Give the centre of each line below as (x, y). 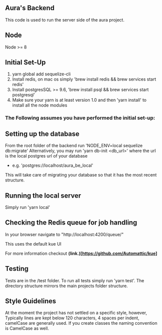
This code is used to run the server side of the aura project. (65, 20)
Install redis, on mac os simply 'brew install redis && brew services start (84, 79)
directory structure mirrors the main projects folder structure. (67, 286)
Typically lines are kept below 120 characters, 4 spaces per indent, (72, 318)
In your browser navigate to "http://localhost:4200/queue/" (64, 234)
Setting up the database (42, 134)
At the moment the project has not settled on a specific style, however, (76, 313)
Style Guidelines (30, 301)
